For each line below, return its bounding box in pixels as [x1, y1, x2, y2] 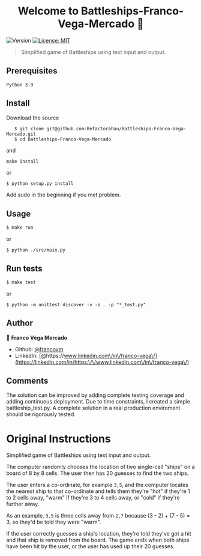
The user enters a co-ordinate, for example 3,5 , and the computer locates [6, 482, 189, 489]
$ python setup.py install [6, 180, 74, 187]
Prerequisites [6, 66, 58, 76]
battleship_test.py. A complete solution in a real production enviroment [6, 404, 181, 412]
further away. [6, 500, 40, 508]
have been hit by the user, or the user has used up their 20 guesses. [6, 543, 175, 550]
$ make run [6, 225, 34, 231]
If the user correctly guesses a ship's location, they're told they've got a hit [6, 530, 191, 537]
